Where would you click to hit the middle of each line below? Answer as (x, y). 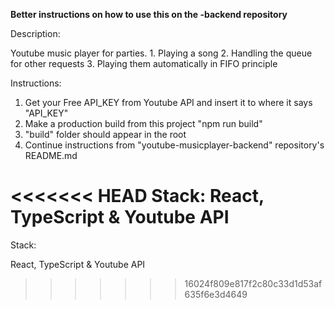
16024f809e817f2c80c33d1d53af (253, 283)
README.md (51, 155)
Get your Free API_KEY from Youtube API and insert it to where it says (168, 102)
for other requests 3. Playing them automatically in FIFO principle (144, 63)
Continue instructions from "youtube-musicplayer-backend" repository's (174, 145)
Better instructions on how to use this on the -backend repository (149, 14)
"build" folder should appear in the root (105, 134)
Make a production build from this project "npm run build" (143, 123)
